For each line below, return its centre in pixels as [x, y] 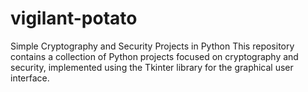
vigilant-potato [74, 18]
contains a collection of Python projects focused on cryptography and [154, 56]
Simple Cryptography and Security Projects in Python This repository [152, 46]
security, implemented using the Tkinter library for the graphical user [152, 67]
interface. [30, 78]
